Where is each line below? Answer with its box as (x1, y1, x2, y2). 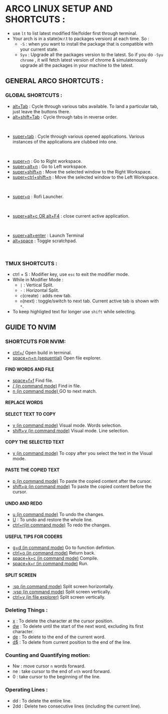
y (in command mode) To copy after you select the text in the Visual (12, 450, 153, 456)
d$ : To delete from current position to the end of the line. (12, 639, 131, 645)
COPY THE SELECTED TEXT (5, 439, 65, 445)
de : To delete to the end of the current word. (12, 634, 106, 640)
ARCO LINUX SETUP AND (5, 3, 113, 15)
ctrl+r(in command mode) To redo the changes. (12, 522, 111, 528)
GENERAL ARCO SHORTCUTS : (5, 77, 104, 85)
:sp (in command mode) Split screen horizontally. (12, 583, 114, 589)
